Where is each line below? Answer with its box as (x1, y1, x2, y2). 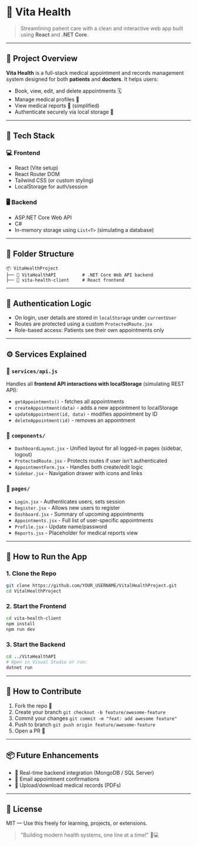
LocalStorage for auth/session (14, 183, 88, 190)
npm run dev (6, 626, 35, 632)
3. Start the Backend (6, 640, 66, 648)
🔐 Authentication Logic (6, 298, 92, 308)
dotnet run (6, 665, 33, 671)
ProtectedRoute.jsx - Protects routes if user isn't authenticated (14, 457, 168, 465)
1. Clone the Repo (6, 569, 57, 578)
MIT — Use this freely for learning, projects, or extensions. (6, 820, 148, 827)
